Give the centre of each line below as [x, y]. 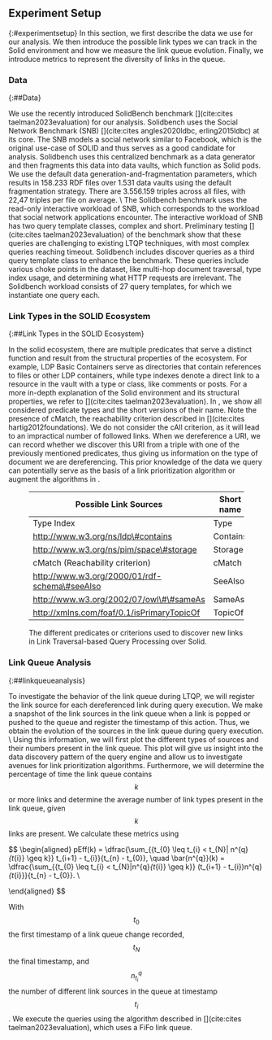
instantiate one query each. [54, 295]
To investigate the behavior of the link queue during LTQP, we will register [132, 696]
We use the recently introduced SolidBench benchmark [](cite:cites [121, 114]
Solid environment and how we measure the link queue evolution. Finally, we [136, 50]
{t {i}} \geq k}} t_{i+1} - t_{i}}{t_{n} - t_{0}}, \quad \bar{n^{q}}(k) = [117, 858]
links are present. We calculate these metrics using [94, 833]
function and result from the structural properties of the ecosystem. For [128, 358]
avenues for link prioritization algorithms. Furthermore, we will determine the [136, 765]
